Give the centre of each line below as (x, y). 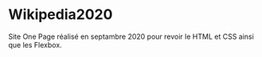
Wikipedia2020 (61, 15)
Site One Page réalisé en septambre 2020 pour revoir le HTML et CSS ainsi (131, 36)
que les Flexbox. (35, 44)
